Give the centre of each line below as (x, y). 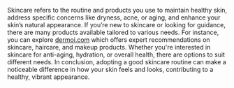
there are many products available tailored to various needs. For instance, (113, 32)
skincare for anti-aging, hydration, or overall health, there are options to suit (116, 54)
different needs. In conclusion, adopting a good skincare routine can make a (117, 62)
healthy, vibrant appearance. (49, 77)
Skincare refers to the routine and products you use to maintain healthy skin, (117, 10)
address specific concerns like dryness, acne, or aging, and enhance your (114, 17)
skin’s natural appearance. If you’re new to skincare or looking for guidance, (116, 25)
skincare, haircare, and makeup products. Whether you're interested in (109, 47)
